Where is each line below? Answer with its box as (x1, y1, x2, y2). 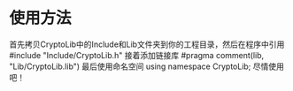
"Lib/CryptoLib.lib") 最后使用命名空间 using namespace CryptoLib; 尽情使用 (9, 61, 285, 72)
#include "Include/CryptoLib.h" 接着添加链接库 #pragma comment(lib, (9, 49, 265, 60)
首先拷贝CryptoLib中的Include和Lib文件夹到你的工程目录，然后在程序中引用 (9, 39, 285, 49)
